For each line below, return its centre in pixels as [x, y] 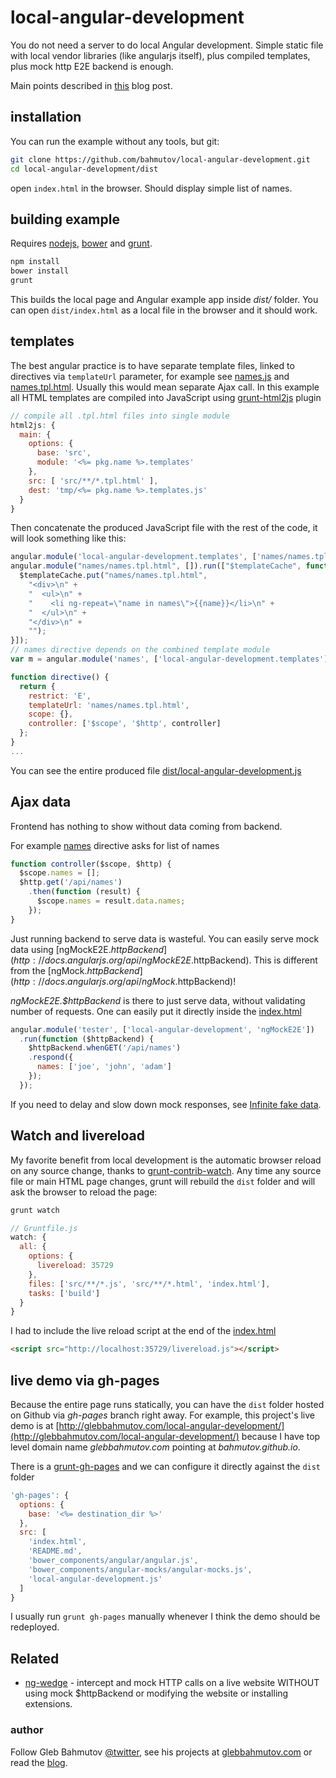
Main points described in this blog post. [91, 85]
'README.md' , [55, 1551]
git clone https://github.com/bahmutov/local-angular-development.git [160, 159]
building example [65, 219]
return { [37, 686]
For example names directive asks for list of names [115, 845]
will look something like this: [68, 538]
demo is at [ [35, 1425]
